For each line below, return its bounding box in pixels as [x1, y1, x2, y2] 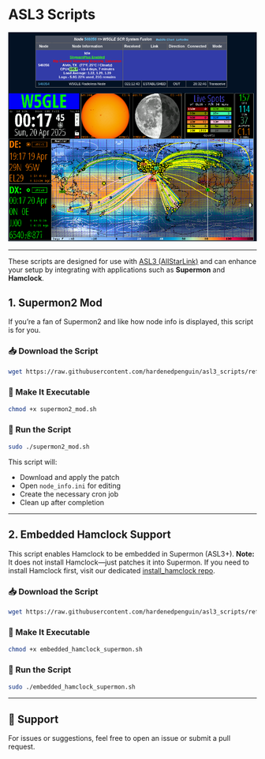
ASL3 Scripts [8, 6, 96, 24]
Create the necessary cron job [19, 489, 119, 499]
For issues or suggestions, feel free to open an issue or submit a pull [8, 734, 231, 743]
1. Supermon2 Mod [8, 296, 103, 310]
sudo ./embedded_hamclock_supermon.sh [8, 683, 136, 691]
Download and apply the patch [19, 472, 120, 481]
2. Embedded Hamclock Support [8, 528, 171, 542]
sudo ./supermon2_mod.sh [8, 443, 90, 451]
